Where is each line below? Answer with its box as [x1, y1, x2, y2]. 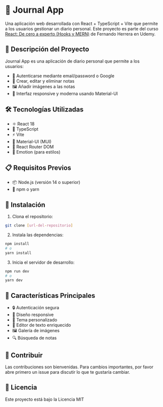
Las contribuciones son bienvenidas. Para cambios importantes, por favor [5, 364, 154, 370]
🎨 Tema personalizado [12, 317, 58, 323]
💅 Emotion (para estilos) [12, 149, 61, 155]
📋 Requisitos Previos [5, 163, 72, 172]
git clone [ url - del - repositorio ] [5, 223, 73, 228]
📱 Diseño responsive [12, 312, 54, 317]
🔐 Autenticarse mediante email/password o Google [12, 73, 115, 79]
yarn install [5, 250, 32, 255]
